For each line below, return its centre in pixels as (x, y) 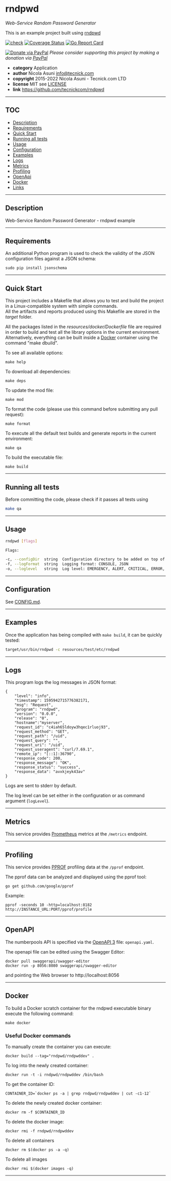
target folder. (19, 317)
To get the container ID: (30, 1084)
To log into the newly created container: (47, 1065)
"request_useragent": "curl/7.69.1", (54, 750)
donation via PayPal (26, 58)
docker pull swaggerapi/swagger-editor (48, 961)
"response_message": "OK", (43, 763)
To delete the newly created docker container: (54, 1103)
